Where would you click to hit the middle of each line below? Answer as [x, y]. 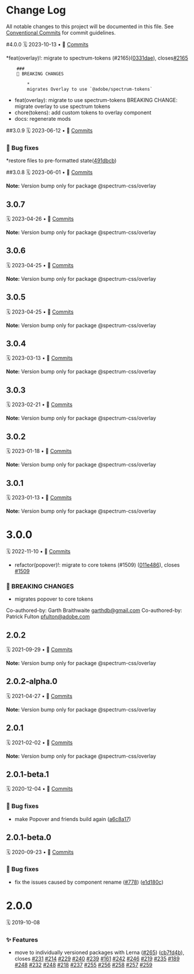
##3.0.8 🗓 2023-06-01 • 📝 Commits [49, 172]
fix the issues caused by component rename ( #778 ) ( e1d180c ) [89, 882]
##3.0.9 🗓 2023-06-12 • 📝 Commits [49, 130]
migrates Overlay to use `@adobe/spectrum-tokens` [90, 89]
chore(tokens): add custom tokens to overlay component [83, 113]
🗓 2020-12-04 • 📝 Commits [39, 789]
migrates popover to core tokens [54, 599]
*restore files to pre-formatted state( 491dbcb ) [61, 161]
